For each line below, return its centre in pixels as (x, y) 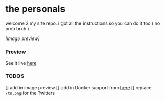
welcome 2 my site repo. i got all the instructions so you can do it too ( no (83, 23)
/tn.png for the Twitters (30, 93)
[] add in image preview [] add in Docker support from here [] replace (78, 87)
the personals (35, 9)
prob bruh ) (17, 28)
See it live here (21, 63)
